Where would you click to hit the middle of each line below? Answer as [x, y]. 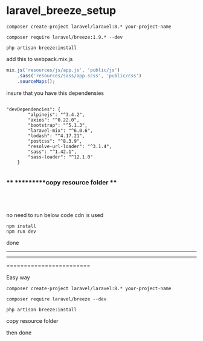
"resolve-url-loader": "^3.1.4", [70, 146]
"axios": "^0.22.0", [54, 120]
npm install [21, 226]
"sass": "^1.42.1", [53, 152]
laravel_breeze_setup [61, 11]
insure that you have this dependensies [55, 93]
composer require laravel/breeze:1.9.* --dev [64, 37]
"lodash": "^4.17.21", [56, 136]
